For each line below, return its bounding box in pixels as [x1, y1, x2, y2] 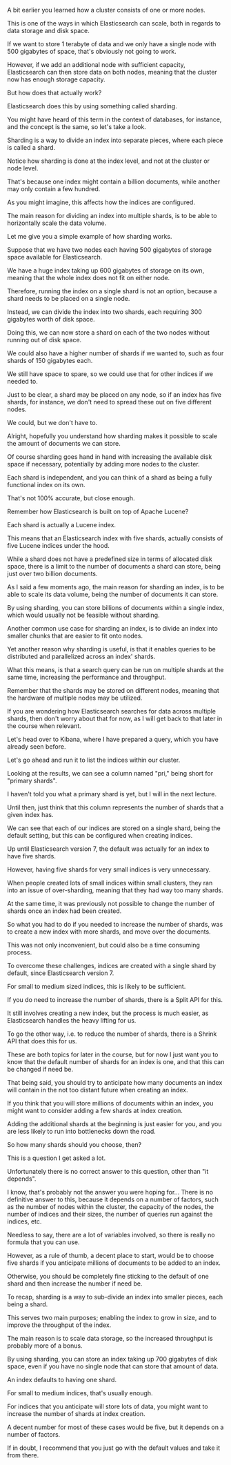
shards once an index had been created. [7, 907, 122, 915]
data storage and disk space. [7, 27, 90, 35]
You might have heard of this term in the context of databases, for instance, [7, 115, 222, 124]
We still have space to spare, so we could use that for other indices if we [7, 370, 214, 378]
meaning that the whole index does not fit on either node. [7, 274, 170, 282]
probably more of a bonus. [7, 1341, 83, 1350]
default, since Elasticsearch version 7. [7, 969, 114, 977]
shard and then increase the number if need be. [7, 1279, 143, 1288]
